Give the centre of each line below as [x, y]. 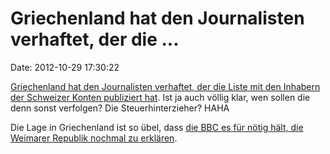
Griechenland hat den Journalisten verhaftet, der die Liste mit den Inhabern [165, 86]
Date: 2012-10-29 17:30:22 [65, 67]
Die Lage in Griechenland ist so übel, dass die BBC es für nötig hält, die [157, 127]
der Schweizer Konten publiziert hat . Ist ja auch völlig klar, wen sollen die [160, 97]
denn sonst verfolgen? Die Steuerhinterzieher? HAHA [120, 108]
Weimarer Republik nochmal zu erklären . [94, 138]
